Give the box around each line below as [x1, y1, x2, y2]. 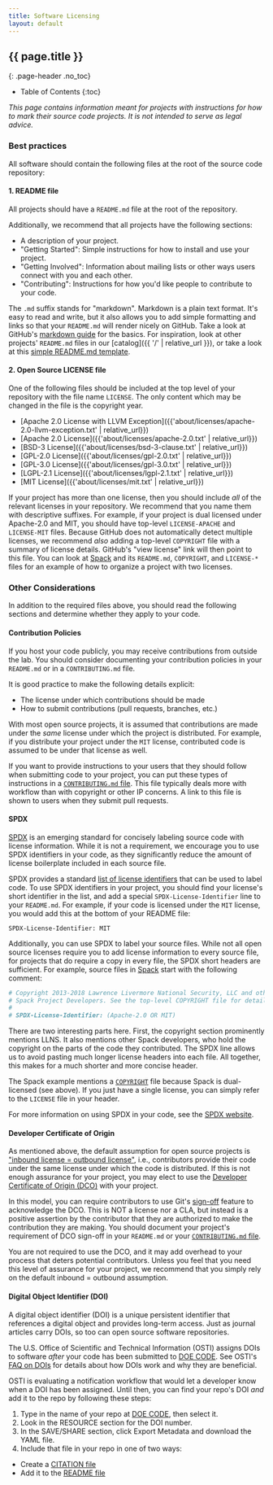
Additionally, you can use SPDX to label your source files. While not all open [8, 938, 262, 948]
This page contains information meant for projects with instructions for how [8, 103, 262, 112]
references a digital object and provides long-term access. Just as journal [8, 1318, 256, 1328]
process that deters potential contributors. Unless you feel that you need [8, 1256, 252, 1265]
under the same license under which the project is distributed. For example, [8, 727, 262, 737]
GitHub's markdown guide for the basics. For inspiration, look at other [8, 329, 242, 338]
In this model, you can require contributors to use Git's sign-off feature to [8, 1197, 254, 1207]
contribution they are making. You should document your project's [8, 1222, 230, 1233]
